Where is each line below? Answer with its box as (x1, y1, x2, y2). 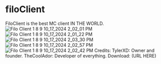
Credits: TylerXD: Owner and (94, 47, 154, 53)
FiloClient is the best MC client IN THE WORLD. (5, 20, 104, 26)
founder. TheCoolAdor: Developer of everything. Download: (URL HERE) (5, 52, 156, 59)
